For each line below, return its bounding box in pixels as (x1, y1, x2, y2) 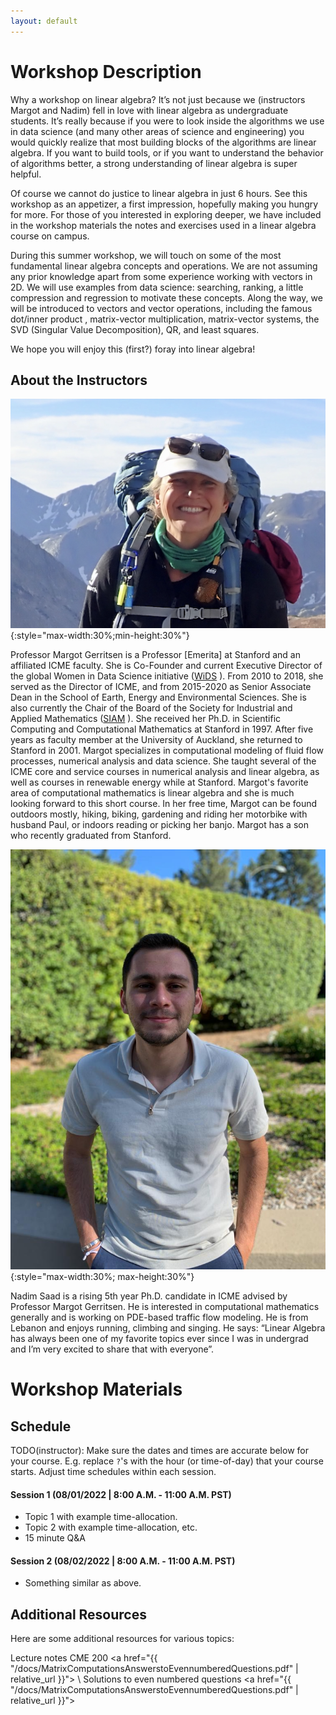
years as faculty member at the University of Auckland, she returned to (10, 734, 303, 746)
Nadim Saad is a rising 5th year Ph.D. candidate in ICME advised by (10, 1290, 288, 1302)
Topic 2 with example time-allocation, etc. (24, 1521, 198, 1534)
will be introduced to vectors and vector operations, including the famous (10, 302, 313, 314)
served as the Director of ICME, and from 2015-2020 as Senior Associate (10, 681, 312, 693)
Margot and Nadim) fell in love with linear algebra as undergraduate (10, 104, 289, 116)
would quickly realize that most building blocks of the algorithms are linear (10, 136, 317, 148)
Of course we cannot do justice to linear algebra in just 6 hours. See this (10, 187, 308, 199)
